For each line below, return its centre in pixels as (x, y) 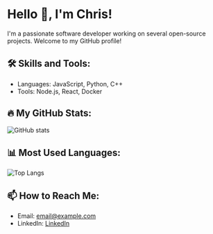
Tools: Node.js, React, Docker (60, 91)
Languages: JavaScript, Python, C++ (70, 84)
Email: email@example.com (57, 216)
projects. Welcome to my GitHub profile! (65, 40)
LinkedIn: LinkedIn (43, 224)
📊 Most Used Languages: (64, 153)
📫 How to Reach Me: (53, 195)
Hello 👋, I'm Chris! (60, 14)
